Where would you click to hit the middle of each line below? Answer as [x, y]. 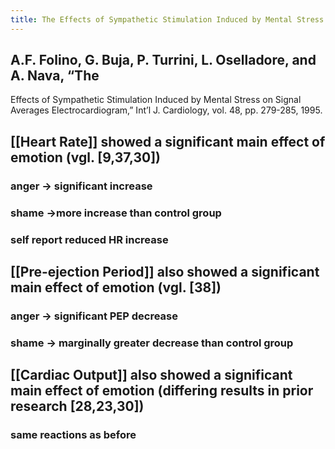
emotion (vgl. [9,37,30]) [85, 157]
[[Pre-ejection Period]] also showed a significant [165, 271]
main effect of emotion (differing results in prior [162, 391]
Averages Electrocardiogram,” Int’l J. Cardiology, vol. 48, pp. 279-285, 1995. [166, 110]
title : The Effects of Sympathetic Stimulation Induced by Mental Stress [167, 19]
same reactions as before [73, 435]
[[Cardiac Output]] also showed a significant [151, 375]
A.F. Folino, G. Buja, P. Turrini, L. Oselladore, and [163, 60]
